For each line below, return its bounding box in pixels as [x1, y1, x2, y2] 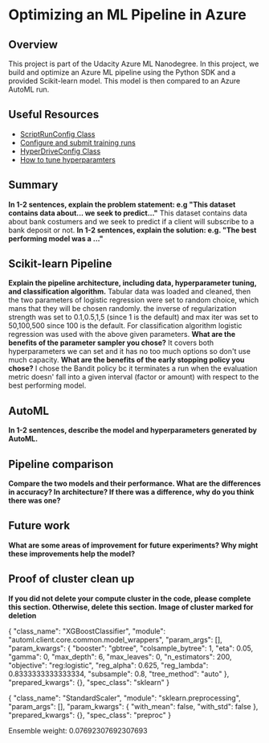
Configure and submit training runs [19, 138, 137, 147]
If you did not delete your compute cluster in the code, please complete [8, 593, 251, 603]
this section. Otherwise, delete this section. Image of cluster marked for [8, 601, 254, 612]
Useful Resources [8, 108, 100, 121]
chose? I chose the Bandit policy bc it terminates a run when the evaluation [8, 363, 258, 373]
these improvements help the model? [8, 548, 135, 558]
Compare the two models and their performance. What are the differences [8, 478, 261, 488]
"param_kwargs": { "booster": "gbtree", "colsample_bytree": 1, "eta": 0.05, [8, 643, 254, 653]
